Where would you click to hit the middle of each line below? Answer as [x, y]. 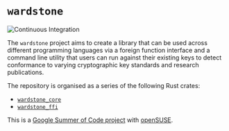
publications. [26, 72]
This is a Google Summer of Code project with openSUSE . [90, 120]
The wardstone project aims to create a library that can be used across [108, 42]
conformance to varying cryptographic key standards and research [103, 64]
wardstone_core [39, 99]
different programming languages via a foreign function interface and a [109, 50]
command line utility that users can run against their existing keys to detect [114, 58]
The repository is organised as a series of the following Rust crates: [104, 85]
